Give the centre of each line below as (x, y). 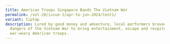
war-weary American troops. (39, 33)
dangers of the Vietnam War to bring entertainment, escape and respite (88, 29)
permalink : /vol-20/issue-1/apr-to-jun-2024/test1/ (61, 15)
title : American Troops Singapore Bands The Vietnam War (67, 10)
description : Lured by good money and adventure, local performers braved (86, 24)
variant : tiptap (22, 19)
